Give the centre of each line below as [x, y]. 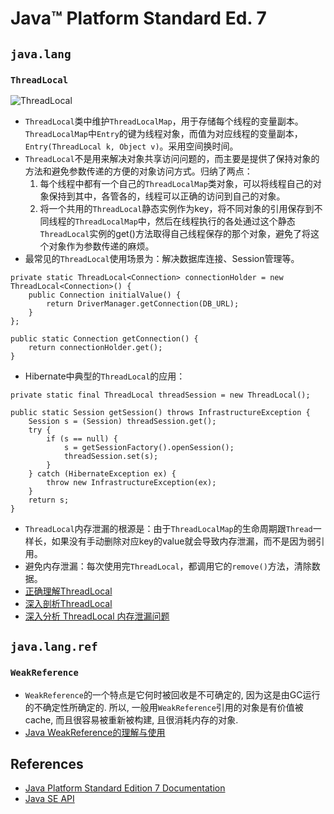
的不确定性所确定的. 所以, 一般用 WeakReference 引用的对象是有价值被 [164, 707]
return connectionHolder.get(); [95, 347]
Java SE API [49, 799]
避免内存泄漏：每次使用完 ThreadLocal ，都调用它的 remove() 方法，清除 [168, 566]
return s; [49, 500]
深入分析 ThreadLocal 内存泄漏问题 [97, 616]
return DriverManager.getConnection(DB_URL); [143, 303]
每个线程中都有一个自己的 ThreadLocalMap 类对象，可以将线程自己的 [176, 183]
